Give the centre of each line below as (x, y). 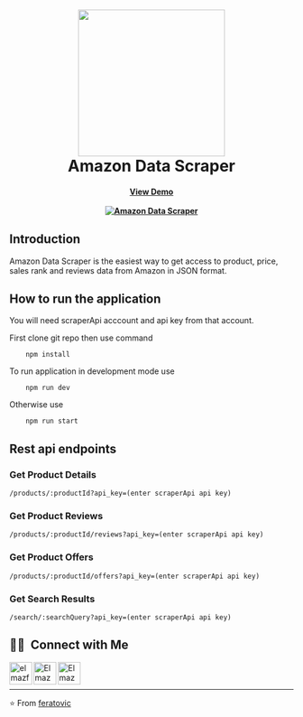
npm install (48, 355)
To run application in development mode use (92, 371)
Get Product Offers (51, 557)
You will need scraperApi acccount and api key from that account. (132, 321)
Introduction (45, 239)
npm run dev (48, 388)
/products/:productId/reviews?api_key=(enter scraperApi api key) (137, 535)
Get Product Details (53, 474)
